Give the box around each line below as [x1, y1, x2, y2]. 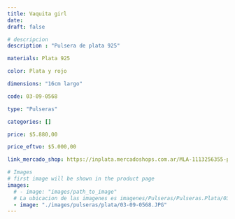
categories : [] [7, 118, 52, 125]
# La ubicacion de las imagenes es [13, 195, 117, 202]
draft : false [7, 23, 45, 30]
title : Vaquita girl [7, 10, 68, 17]
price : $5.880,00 [7, 131, 58, 138]
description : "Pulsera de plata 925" [7, 43, 120, 50]
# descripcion [7, 36, 49, 43]
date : [7, 17, 23, 24]
